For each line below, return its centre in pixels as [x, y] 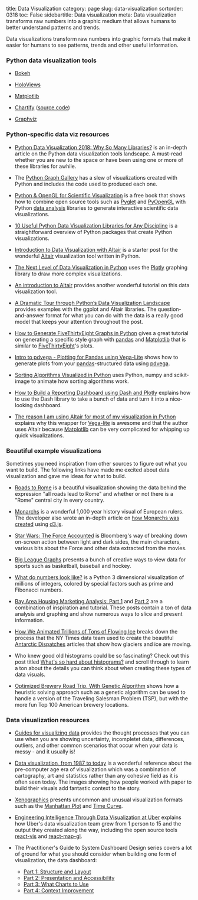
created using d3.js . [39, 524]
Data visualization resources [48, 720]
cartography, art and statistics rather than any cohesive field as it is [96, 776]
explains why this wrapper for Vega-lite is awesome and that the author [101, 423]
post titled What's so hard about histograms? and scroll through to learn [102, 662]
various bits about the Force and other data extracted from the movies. [100, 548]
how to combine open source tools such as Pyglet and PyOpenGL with [100, 202]
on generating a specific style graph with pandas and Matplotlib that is [100, 339]
